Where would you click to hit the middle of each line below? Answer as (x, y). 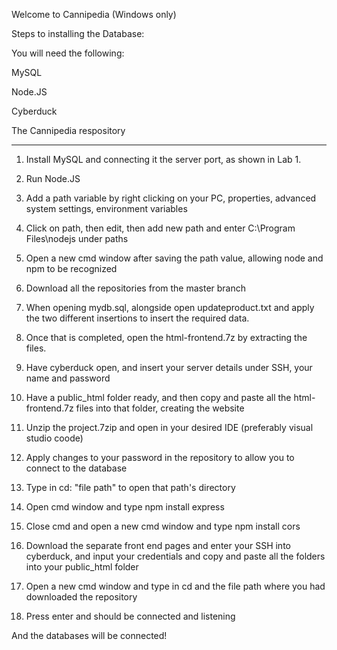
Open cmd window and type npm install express (125, 507)
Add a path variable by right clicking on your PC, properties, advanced (171, 198)
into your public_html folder (82, 567)
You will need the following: (68, 53)
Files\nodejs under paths (77, 238)
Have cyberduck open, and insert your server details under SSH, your (169, 367)
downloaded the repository (81, 597)
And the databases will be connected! (89, 635)
